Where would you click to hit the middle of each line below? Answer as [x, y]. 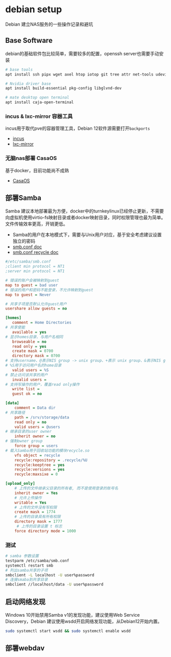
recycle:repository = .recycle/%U [51, 460]
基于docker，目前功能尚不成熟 [37, 170]
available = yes [29, 332]
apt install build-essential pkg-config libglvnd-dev [64, 88]
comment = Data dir [35, 408]
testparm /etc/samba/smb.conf [37, 560]
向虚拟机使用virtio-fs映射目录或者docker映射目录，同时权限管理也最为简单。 [85, 218]
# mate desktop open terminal [37, 98]
